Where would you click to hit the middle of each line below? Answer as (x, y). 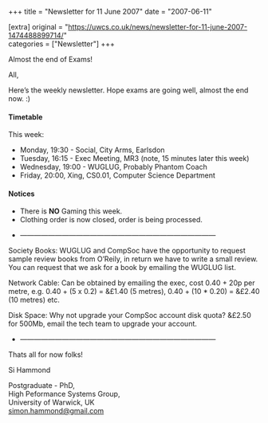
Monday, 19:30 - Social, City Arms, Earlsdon (92, 150)
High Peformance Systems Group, (64, 394)
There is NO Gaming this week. (71, 211)
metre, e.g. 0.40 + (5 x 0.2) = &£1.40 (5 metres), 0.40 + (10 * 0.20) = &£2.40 (134, 292)
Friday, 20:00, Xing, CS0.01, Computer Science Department (117, 175)
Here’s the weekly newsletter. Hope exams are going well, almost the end (128, 90)
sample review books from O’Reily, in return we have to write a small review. (133, 259)
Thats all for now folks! (46, 354)
